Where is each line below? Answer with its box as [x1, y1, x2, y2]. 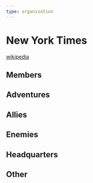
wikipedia [6, 53, 29, 60]
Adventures [6, 90, 50, 100]
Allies [6, 109, 27, 120]
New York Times [6, 33, 88, 47]
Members [6, 70, 42, 80]
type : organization [6, 8, 54, 15]
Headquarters [6, 150, 58, 160]
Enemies [6, 130, 39, 140]
